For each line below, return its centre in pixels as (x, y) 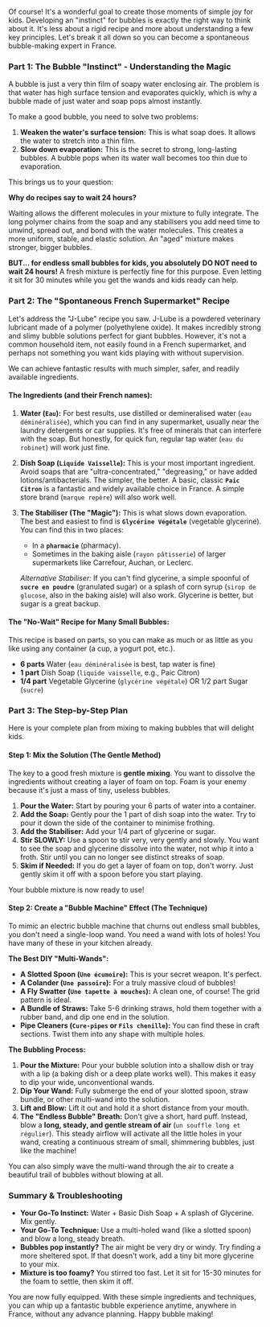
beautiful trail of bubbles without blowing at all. (86, 1174)
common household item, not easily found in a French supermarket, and (127, 344)
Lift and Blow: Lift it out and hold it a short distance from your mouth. (134, 1107)
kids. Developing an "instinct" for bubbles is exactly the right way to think (130, 20)
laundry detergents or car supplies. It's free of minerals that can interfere (141, 430)
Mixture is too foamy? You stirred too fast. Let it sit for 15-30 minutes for (141, 1273)
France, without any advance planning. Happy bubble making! (111, 1314)
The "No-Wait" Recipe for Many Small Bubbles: (89, 622)
